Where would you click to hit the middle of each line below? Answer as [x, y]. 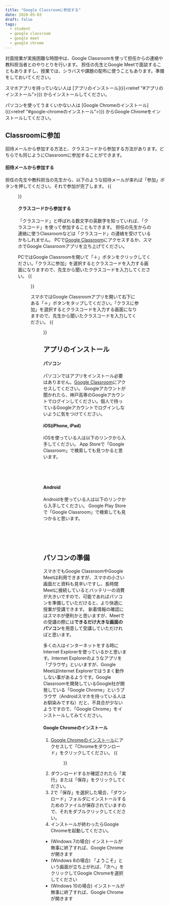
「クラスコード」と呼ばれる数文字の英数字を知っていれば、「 [81, 221]
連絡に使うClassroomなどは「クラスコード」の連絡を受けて [80, 233]
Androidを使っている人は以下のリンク [82, 499]
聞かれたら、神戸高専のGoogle [75, 395]
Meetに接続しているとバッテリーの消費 [84, 590]
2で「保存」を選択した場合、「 [82, 792]
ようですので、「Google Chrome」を [81, 709]
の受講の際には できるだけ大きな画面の [83, 622]
